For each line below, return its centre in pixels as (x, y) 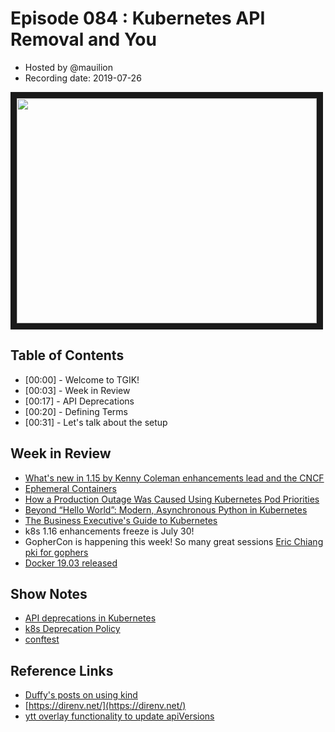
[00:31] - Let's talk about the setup (96, 422)
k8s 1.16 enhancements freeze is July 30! (109, 531)
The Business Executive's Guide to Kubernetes (121, 520)
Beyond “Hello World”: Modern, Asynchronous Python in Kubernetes (166, 509)
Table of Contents (67, 355)
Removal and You (83, 39)
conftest (42, 639)
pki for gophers (56, 552)
